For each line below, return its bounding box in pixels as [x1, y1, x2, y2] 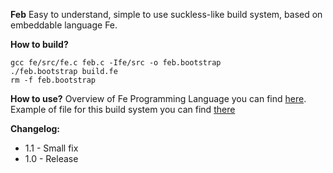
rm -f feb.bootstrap [10, 75, 97, 85]
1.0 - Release [24, 153, 79, 164]
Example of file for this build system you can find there [10, 104, 236, 115]
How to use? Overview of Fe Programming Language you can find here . [10, 93, 307, 104]
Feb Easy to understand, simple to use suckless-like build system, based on [10, 9, 323, 20]
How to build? [10, 39, 69, 50]
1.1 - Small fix [24, 142, 79, 154]
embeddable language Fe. [10, 19, 118, 31]
